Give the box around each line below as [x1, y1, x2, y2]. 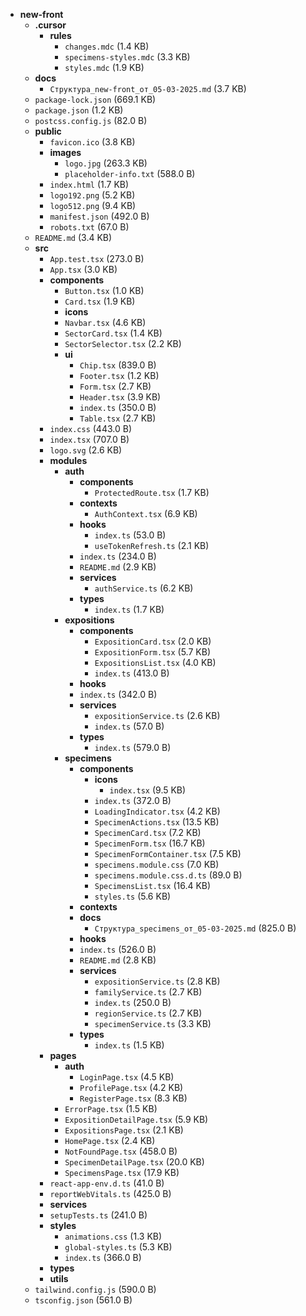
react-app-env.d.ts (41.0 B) [49, 1177, 165, 1189]
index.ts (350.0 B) [79, 402, 157, 413]
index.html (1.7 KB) [49, 179, 130, 190]
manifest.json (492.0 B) [49, 210, 150, 222]
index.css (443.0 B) [49, 423, 133, 434]
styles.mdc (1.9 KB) [64, 62, 145, 73]
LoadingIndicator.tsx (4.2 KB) [94, 805, 221, 817]
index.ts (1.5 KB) [94, 1039, 165, 1051]
